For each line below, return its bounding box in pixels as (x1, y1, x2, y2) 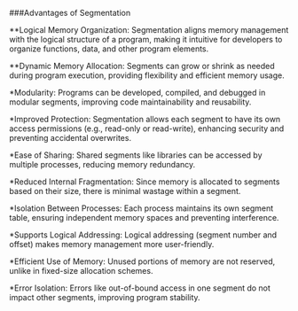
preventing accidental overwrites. (9, 133, 131, 143)
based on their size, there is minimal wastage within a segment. (9, 186, 241, 196)
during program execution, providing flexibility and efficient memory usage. (9, 70, 286, 81)
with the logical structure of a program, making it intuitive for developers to (9, 35, 283, 44)
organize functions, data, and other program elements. (9, 43, 209, 54)
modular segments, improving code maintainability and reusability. (9, 97, 252, 107)
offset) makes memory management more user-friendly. (9, 239, 215, 249)
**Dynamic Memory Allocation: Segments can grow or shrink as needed (9, 61, 275, 71)
